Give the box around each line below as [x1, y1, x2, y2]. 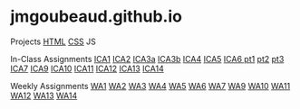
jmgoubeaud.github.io [10, 6, 182, 27]
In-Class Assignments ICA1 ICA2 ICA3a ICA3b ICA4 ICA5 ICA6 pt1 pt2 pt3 [10, 53, 285, 64]
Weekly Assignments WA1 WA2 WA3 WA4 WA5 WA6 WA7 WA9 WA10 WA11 [10, 80, 291, 91]
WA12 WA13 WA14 [10, 90, 78, 101]
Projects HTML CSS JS [10, 36, 96, 47]
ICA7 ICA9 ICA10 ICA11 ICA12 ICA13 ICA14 [10, 63, 164, 74]
